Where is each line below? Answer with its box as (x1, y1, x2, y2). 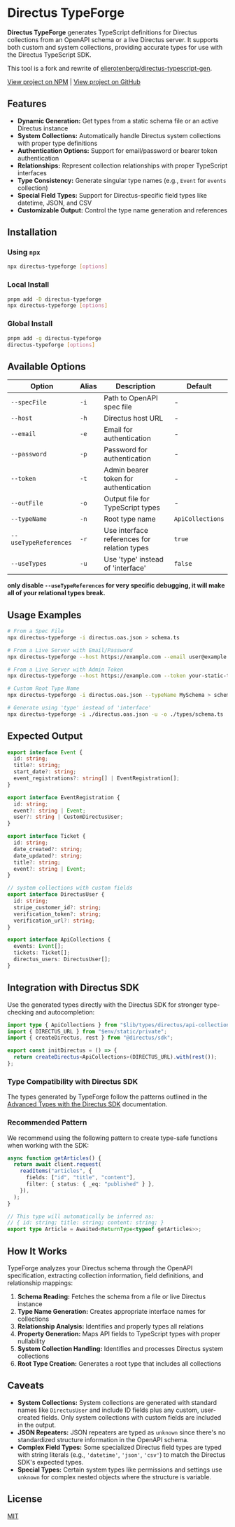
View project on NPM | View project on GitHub (7, 77, 141, 86)
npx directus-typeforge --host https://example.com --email (7, 653, 187, 660)
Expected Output (7, 731, 83, 742)
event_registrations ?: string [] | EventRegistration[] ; (13, 775, 180, 782)
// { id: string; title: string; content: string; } (7, 1219, 164, 1226)
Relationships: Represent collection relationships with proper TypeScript (17, 161, 228, 170)
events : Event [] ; (13, 943, 64, 950)
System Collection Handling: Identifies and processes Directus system (17, 1344, 224, 1352)
